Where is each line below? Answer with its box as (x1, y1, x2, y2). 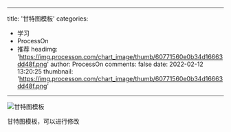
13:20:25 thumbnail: (16, 67, 74, 76)
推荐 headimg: (16, 45, 58, 53)
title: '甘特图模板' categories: (7, 14, 89, 23)
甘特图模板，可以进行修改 (7, 118, 80, 125)
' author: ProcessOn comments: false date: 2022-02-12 (47, 60, 204, 68)
